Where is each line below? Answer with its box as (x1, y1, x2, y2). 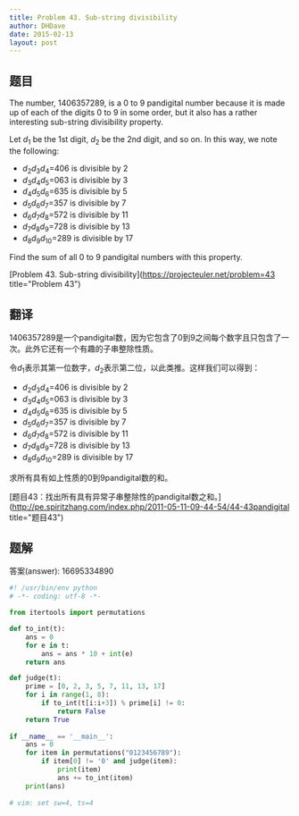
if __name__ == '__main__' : (9, 732, 114, 741)
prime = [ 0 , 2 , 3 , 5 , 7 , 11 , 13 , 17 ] (25, 682, 166, 691)
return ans (25, 658, 66, 667)
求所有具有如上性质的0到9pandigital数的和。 (9, 472, 173, 483)
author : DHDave (9, 21, 66, 30)
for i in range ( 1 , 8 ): (25, 690, 110, 700)
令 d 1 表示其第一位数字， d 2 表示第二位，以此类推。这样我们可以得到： (9, 363, 261, 375)
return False (56, 707, 105, 716)
